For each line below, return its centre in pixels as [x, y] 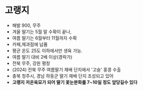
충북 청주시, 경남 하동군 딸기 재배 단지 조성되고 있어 [63, 76]
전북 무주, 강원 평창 [31, 63]
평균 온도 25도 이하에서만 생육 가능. [47, 51]
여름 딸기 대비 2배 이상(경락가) [42, 57]
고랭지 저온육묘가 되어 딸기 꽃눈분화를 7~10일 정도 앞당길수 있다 [75, 82]
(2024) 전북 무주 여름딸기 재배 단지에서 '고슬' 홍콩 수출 [66, 69]
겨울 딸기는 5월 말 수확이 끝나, [42, 31]
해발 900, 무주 [26, 25]
